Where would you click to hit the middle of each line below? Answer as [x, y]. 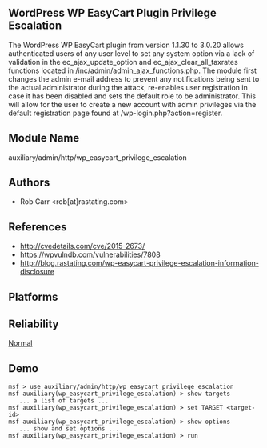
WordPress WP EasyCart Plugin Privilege [113, 13]
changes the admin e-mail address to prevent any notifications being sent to [134, 78]
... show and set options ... [69, 429]
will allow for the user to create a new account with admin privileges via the [132, 104]
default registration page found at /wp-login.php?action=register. [116, 113]
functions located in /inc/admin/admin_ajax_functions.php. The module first [133, 70]
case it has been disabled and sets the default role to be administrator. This [132, 96]
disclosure [37, 272]
